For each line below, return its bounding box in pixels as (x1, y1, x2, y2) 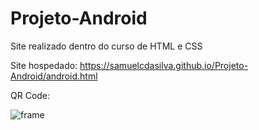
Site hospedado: (10, 59, 78, 71)
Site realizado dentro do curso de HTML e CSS (10, 40, 203, 52)
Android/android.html (10, 70, 98, 82)
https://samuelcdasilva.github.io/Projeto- (79, 59, 249, 71)
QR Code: (10, 89, 51, 101)
